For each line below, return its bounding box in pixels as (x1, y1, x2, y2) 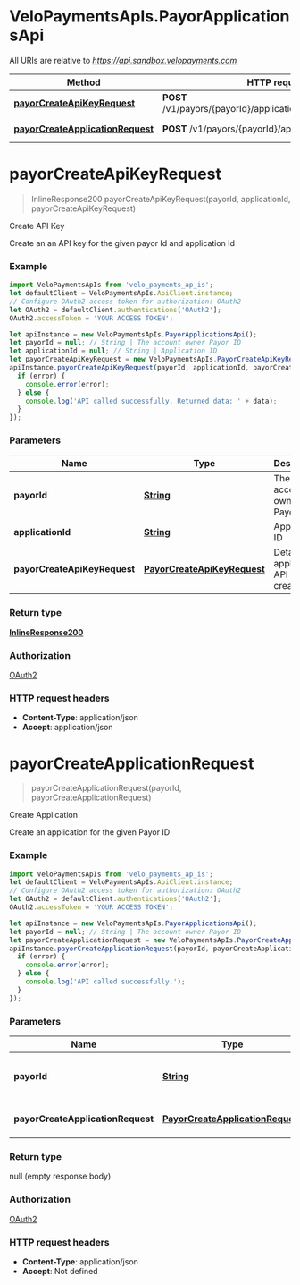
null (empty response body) (9, 1170, 112, 1182)
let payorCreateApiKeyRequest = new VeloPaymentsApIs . (9, 355, 218, 364)
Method (66, 76, 101, 89)
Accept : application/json (21, 722, 113, 733)
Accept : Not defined (21, 1265, 98, 1276)
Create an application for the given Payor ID (9, 827, 171, 838)
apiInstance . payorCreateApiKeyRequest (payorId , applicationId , (9, 363, 250, 372)
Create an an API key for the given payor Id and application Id (9, 237, 235, 248)
